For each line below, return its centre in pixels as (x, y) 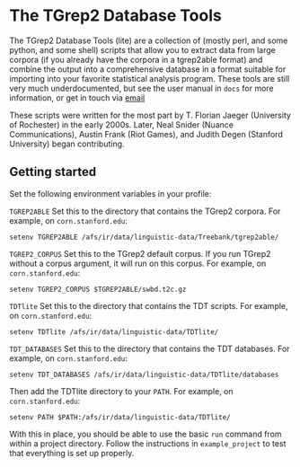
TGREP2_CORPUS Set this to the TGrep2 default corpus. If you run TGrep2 (140, 253)
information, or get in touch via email (77, 97)
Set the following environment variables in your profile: (110, 193)
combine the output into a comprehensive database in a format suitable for (148, 69)
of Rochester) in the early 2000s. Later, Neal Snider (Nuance (121, 124)
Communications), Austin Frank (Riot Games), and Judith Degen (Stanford (146, 134)
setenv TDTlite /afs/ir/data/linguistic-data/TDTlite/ (114, 332)
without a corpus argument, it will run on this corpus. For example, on (138, 263)
